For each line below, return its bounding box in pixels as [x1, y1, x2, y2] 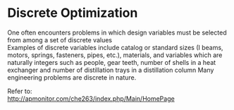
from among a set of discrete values [7, 35, 113, 44]
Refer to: [7, 87, 32, 95]
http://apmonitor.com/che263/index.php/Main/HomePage [7, 94, 175, 103]
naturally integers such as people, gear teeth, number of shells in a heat [7, 58, 216, 66]
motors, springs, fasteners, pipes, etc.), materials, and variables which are [7, 51, 223, 59]
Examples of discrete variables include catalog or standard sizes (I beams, [7, 43, 223, 51]
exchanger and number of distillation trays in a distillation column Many [7, 66, 214, 74]
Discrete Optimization [7, 5, 138, 21]
